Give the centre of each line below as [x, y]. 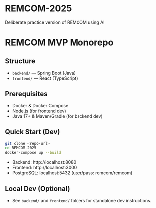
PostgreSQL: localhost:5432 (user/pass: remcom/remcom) [72, 173]
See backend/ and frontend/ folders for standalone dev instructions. [82, 200]
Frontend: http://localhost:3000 [44, 168]
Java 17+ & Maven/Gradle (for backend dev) [57, 116]
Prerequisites [26, 94]
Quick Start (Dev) [33, 132]
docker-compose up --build [33, 153]
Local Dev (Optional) [38, 188]
